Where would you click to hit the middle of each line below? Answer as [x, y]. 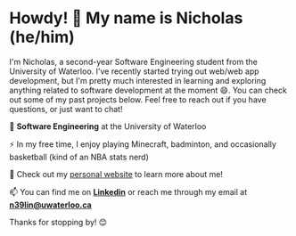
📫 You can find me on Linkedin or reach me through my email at [128, 191]
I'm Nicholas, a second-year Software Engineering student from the [134, 61]
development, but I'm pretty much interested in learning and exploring [138, 80]
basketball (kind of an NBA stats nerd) [79, 157]
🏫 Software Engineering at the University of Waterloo [108, 126]
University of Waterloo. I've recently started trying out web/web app [135, 71]
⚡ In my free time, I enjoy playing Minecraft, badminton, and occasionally [143, 144]
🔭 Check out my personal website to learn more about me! [116, 174]
